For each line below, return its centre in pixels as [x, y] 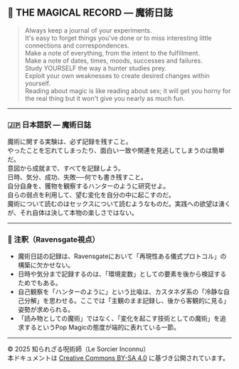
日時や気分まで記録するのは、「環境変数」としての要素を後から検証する [122, 274]
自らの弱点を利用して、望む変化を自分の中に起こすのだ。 [91, 195]
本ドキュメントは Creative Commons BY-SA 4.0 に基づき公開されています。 [118, 358]
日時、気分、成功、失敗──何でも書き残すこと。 [77, 177]
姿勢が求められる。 [46, 310]
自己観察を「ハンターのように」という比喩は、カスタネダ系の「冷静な [121, 292]
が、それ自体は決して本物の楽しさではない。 [73, 213]
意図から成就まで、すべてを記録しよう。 [66, 169]
